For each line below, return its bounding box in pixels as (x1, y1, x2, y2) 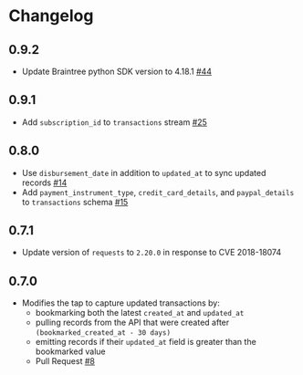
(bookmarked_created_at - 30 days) (35, 328, 171, 338)
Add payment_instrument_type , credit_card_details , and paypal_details (21, 186, 295, 197)
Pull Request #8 (35, 356, 95, 367)
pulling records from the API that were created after (35, 317, 230, 328)
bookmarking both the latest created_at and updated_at (35, 307, 245, 318)
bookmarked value (35, 346, 106, 357)
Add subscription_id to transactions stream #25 (21, 116, 207, 128)
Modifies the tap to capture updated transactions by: (21, 297, 220, 308)
